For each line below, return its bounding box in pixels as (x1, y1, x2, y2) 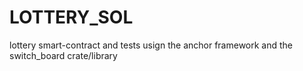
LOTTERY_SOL (9, 6, 134, 29)
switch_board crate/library (9, 49, 118, 61)
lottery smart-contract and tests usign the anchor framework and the (9, 39, 293, 51)
